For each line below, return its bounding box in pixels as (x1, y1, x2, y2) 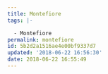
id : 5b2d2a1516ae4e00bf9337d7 (7, 43, 97, 50)
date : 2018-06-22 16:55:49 (7, 56, 87, 63)
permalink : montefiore (7, 36, 74, 43)
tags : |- (7, 17, 33, 24)
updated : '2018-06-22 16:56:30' (7, 49, 102, 56)
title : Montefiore (7, 10, 61, 18)
